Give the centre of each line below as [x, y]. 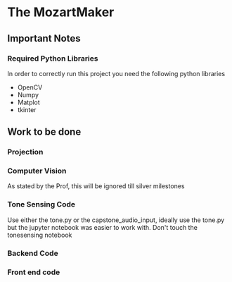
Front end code [34, 272]
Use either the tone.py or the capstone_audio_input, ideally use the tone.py [116, 220]
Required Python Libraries [53, 59]
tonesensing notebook [40, 235]
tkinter [27, 109]
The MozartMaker [61, 12]
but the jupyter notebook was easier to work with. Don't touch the [103, 227]
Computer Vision [37, 171]
